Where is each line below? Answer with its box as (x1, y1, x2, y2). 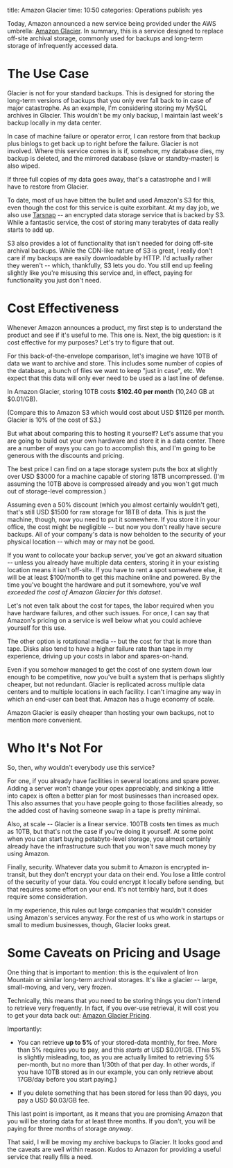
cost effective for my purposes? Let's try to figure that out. (7, 338, 175, 347)
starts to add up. (7, 226, 54, 234)
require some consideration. (7, 892, 88, 901)
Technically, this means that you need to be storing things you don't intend (7, 996, 221, 1004)
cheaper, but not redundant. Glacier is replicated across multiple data (7, 680, 205, 688)
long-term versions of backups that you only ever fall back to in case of (7, 96, 212, 104)
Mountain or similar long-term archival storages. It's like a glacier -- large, (7, 975, 218, 984)
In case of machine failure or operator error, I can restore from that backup (7, 132, 221, 140)
